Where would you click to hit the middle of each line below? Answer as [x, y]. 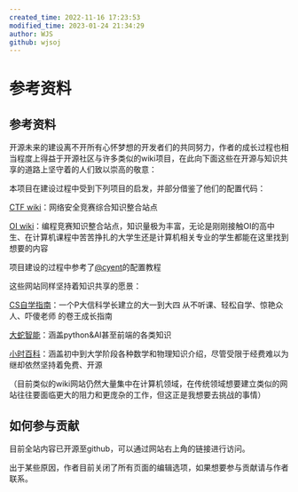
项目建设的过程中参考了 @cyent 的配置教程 [85, 267]
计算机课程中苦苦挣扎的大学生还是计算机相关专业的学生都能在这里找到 [161, 237]
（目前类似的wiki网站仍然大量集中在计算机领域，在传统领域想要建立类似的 [145, 384]
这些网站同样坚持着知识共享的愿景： [75, 286]
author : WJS [31, 34]
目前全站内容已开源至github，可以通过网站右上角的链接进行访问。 [129, 448]
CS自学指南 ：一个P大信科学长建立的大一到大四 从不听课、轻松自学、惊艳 [143, 305]
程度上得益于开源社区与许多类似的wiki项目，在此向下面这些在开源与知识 [148, 159]
